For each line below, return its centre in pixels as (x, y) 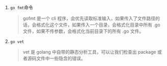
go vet (17, 42)
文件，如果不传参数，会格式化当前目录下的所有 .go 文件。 (83, 31)
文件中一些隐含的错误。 (61, 58)
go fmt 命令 (21, 7)
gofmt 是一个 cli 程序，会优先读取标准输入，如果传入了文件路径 (89, 18)
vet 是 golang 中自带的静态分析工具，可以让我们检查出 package (89, 52)
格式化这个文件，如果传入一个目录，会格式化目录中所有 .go (98, 25)
